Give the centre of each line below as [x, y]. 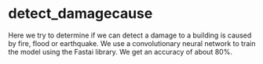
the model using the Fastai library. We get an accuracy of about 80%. [121, 52]
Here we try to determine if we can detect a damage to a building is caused [130, 35]
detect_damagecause [80, 14]
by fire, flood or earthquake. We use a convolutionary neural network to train [132, 43]
